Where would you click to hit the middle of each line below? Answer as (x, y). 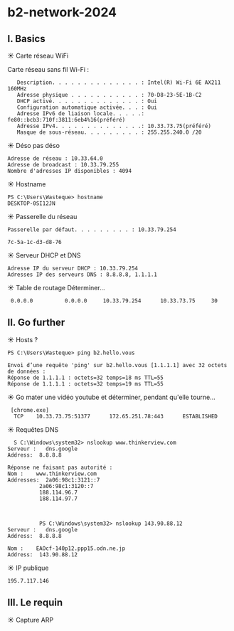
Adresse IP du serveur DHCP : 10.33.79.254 (73, 268)
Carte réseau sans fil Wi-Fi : (48, 69)
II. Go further (36, 323)
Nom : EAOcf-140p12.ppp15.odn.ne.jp (67, 548)
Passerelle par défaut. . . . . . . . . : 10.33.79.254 (92, 230)
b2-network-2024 (62, 12)
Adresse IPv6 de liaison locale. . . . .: (80, 114)
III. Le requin (35, 603)
